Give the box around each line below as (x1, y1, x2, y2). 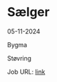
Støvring (7, 54, 32, 63)
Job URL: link (7, 67, 45, 76)
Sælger (7, 4, 50, 20)
